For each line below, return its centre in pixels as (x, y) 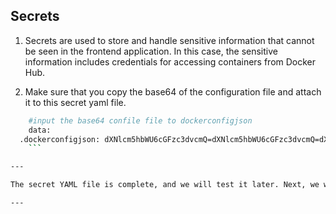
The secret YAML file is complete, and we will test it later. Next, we (165, 185)
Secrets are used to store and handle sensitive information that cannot (169, 40)
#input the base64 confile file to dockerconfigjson (140, 120)
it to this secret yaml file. (75, 102)
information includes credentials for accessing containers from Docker (170, 61)
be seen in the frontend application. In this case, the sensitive (151, 51)
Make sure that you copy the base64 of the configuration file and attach (173, 91)
